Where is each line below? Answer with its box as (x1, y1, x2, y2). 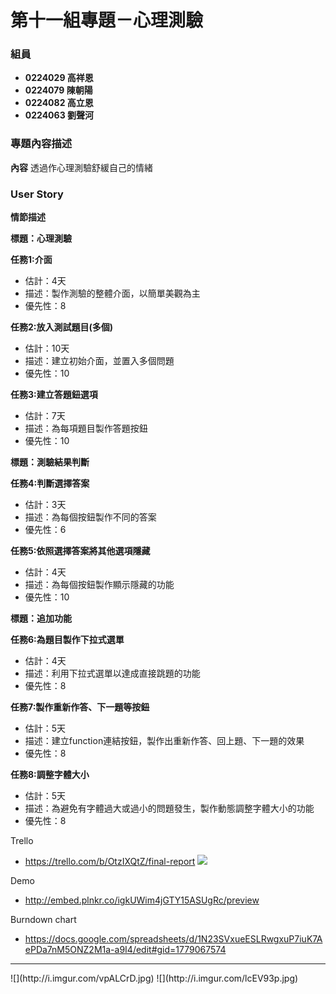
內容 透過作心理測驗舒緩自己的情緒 (10, 161, 153, 173)
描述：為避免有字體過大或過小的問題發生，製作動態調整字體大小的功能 (24, 802, 315, 815)
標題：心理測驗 (10, 232, 72, 245)
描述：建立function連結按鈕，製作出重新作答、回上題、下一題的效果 (24, 735, 305, 747)
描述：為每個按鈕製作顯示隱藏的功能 (24, 579, 175, 591)
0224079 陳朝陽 (24, 84, 93, 96)
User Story (10, 187, 64, 201)
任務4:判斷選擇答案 (10, 477, 90, 490)
